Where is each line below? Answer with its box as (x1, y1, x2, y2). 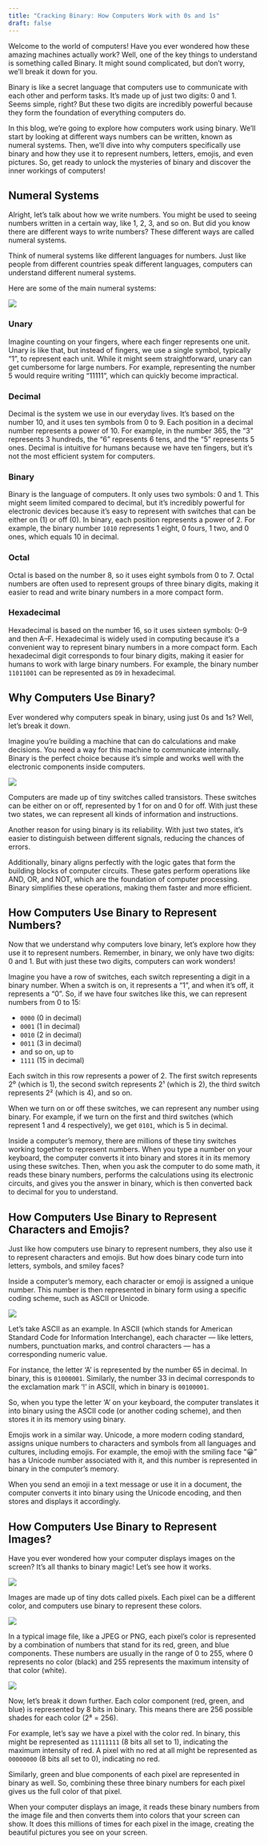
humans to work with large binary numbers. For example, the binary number (8, 659, 259, 669)
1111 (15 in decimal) (19, 1055, 85, 1065)
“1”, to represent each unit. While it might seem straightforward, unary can (8, 354, 252, 363)
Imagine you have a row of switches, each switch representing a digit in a (8, 972, 250, 982)
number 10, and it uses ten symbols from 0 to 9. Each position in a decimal (8, 417, 254, 426)
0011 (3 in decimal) (19, 1039, 82, 1048)
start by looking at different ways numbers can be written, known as (8, 131, 233, 141)
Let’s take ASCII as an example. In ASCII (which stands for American (8, 1324, 234, 1334)
